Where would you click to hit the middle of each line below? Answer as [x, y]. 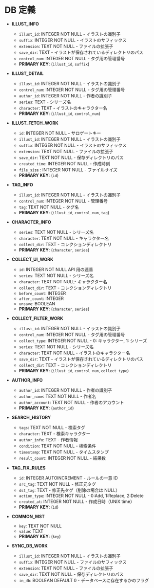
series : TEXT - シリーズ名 [45, 102]
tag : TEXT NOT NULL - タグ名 [49, 207]
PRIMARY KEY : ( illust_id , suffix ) [54, 64]
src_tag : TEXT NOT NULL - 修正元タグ [58, 484]
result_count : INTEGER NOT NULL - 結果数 [62, 458]
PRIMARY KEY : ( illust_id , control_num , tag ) [64, 212]
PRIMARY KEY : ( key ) [40, 536]
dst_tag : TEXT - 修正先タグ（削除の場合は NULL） [69, 490]
